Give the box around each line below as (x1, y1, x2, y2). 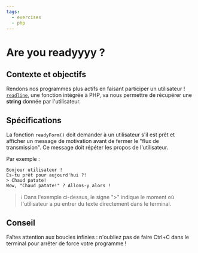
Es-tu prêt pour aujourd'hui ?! (6, 172, 87, 178)
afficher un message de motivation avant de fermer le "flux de (6, 138, 160, 145)
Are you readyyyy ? (6, 45, 106, 59)
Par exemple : (6, 156, 40, 163)
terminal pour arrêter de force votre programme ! (6, 240, 127, 247)
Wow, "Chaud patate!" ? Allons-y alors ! (6, 183, 111, 189)
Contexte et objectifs (6, 69, 87, 80)
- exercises (11, 14, 42, 20)
